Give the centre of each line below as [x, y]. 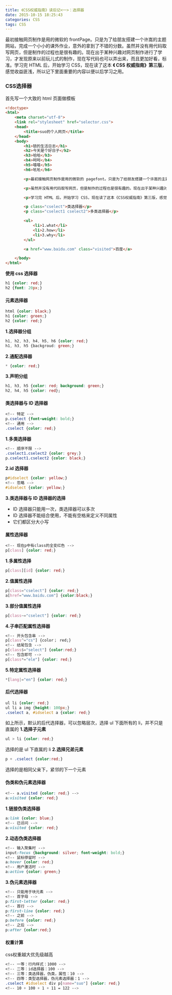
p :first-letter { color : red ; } [38, 901]
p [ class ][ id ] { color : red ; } [35, 571]
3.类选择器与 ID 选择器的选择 [36, 498]
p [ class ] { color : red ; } [31, 551]
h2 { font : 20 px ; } [24, 288]
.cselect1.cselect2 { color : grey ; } [43, 453]
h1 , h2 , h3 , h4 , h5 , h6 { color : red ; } [47, 341]
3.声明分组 [17, 376]
